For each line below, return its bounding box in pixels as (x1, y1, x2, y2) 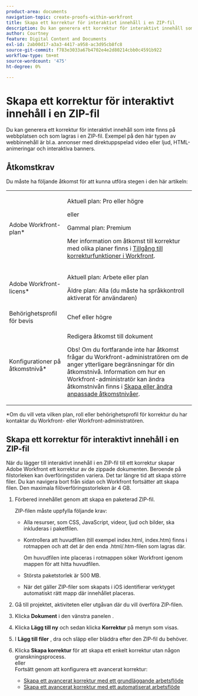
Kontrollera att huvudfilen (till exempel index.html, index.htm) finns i (23, 536, 187, 544)
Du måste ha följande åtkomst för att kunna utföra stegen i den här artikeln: (6, 178, 189, 185)
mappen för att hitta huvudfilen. (23, 560, 100, 567)
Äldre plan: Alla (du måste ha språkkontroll (67, 287, 184, 295)
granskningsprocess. (14, 653, 66, 660)
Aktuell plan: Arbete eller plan (67, 273, 149, 281)
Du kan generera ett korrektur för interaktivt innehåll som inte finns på (6, 126, 176, 134)
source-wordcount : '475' (6, 58, 67, 64)
